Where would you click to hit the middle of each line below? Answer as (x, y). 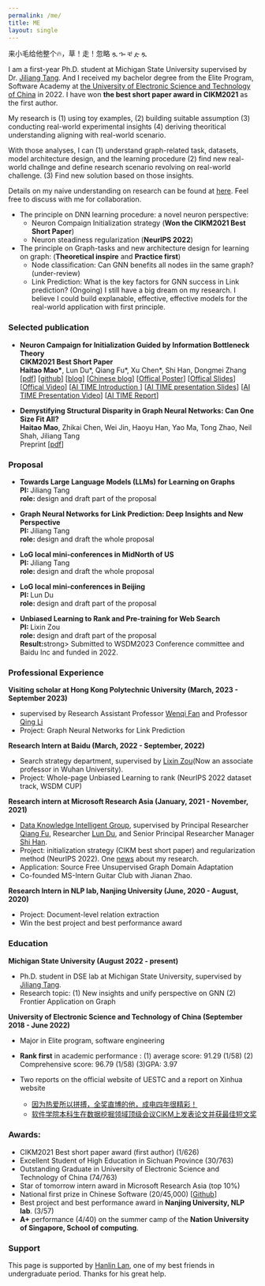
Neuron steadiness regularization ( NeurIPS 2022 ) (112, 240)
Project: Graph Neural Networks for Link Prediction (102, 730)
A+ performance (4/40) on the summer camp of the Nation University (134, 1219)
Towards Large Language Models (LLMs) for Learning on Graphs (127, 481)
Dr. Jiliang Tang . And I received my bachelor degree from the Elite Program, (131, 78)
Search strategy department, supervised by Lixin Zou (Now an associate (136, 761)
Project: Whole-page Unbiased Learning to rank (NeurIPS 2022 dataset (136, 778)
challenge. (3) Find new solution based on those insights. (101, 175)
